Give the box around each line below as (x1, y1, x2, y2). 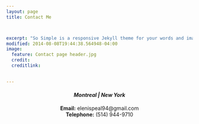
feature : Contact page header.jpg (11, 51, 97, 58)
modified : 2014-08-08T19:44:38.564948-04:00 (6, 41, 118, 47)
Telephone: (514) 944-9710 (66, 110, 133, 118)
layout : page (6, 8, 38, 15)
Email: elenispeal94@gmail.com (60, 105, 139, 112)
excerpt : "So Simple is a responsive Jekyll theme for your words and (6, 35, 184, 41)
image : (6, 46, 23, 52)
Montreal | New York (73, 92, 126, 99)
